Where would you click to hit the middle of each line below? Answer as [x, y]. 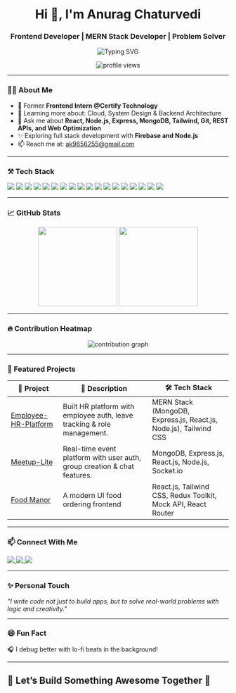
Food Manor [31, 499]
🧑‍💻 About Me [30, 90]
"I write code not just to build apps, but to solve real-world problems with [113, 601]
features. [78, 475]
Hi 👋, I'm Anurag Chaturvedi [118, 14]
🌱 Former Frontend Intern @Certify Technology [87, 106]
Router [163, 513]
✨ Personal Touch [39, 586]
